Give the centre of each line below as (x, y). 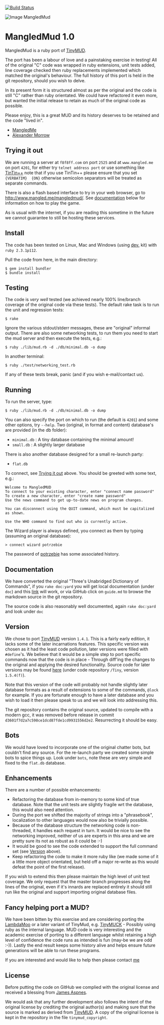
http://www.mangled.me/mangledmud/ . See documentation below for (75, 198)
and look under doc (24, 611)
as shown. (15, 513)
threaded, (22, 831)
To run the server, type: (29, 402)
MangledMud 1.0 (40, 37)
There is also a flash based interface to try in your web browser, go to (75, 192)
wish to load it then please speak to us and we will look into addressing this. (82, 700)
